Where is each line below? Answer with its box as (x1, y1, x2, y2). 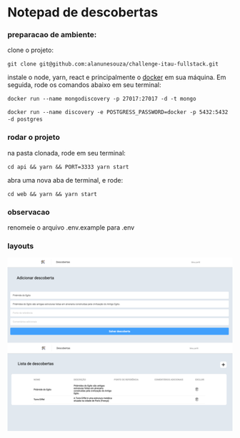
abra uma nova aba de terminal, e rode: (7, 175, 124, 184)
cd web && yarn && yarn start (7, 190, 98, 198)
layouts (7, 241, 34, 250)
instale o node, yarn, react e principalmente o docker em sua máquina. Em (7, 73, 226, 82)
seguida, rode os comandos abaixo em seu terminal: (7, 81, 162, 89)
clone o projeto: (7, 46, 54, 54)
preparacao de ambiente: (7, 30, 97, 40)
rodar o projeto (7, 133, 61, 143)
